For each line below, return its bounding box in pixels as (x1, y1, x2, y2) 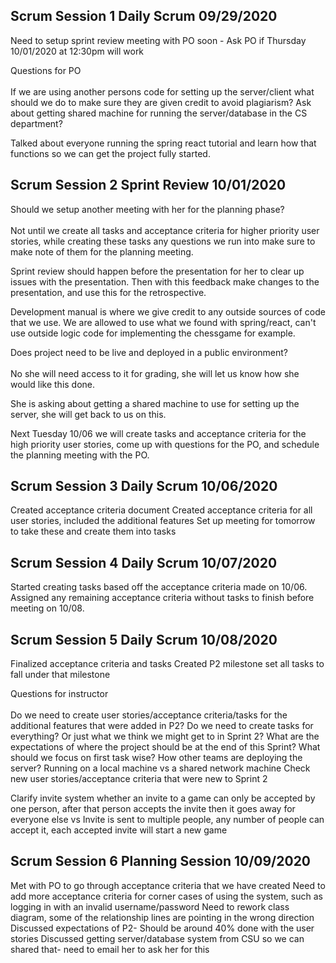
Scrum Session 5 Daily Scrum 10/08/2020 (10, 631, 278, 648)
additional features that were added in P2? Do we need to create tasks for (10, 720, 314, 732)
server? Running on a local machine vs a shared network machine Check (10, 762, 311, 774)
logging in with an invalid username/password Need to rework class (10, 900, 290, 913)
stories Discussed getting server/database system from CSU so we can (10, 932, 305, 944)
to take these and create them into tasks (10, 525, 177, 538)
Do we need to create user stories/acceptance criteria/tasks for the (10, 709, 288, 721)
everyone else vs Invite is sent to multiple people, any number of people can (10, 814, 325, 826)
